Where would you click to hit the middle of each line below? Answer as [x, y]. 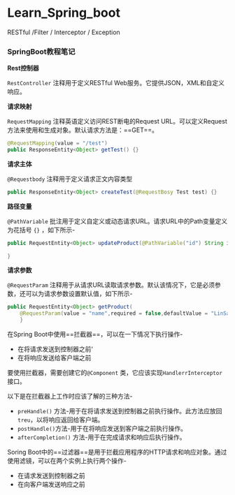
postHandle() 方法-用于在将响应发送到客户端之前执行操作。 [102, 429]
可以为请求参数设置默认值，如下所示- [79, 294]
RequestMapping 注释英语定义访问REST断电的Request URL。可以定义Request [117, 121]
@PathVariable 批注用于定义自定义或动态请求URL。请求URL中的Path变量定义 [117, 221]
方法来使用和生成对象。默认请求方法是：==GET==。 [83, 130]
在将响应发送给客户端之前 [54, 358]
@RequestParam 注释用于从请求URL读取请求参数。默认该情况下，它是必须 [111, 285]
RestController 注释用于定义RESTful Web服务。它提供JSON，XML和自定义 [116, 83]
